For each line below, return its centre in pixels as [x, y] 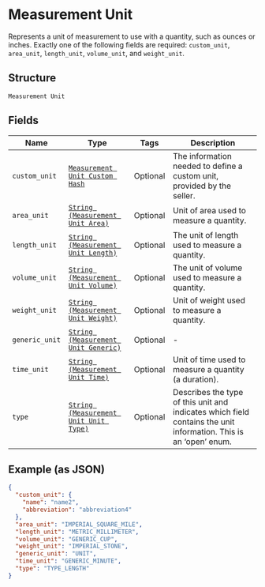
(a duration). [196, 379]
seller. [184, 195]
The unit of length [206, 235]
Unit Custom [91, 176]
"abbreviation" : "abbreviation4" [77, 510]
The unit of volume [208, 268]
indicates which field [211, 412]
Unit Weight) [93, 318]
